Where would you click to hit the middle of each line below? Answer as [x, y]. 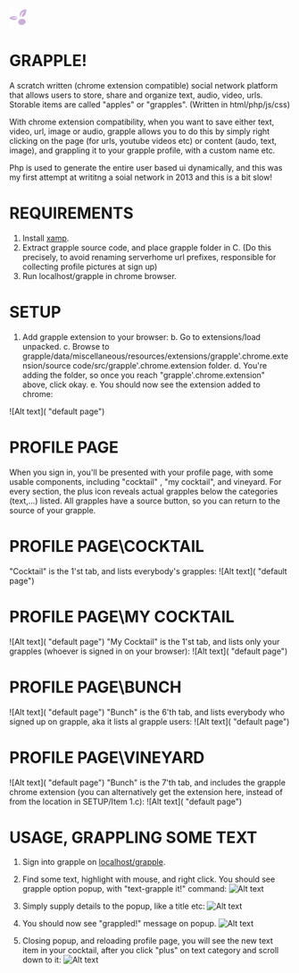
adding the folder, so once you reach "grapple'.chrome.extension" [144, 375]
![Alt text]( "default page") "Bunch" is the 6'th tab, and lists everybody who [147, 712]
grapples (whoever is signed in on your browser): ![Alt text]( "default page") [149, 651]
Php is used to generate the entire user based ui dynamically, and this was [146, 167]
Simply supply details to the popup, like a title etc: [113, 906]
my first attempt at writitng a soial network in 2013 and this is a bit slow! [141, 177]
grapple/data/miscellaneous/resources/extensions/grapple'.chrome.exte [155, 356]
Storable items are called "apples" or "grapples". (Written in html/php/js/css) [149, 104]
